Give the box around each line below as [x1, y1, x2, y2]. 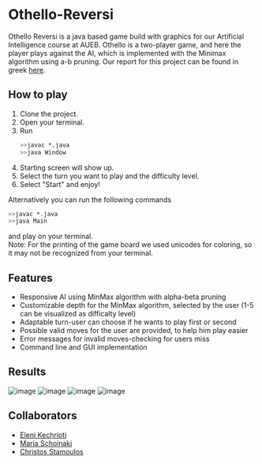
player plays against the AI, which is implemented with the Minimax [8, 48, 226, 58]
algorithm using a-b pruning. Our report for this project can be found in [8, 57, 239, 66]
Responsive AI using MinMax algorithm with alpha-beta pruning [19, 292, 226, 301]
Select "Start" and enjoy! [19, 179, 101, 189]
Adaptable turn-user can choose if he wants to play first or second [19, 317, 237, 327]
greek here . [8, 65, 46, 74]
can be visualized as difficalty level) [19, 309, 137, 319]
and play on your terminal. [8, 231, 93, 241]
